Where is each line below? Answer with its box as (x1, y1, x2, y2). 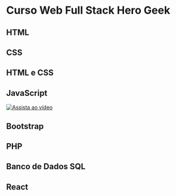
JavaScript (6, 88, 48, 98)
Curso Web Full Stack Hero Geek (6, 4, 171, 17)
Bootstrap (6, 121, 44, 131)
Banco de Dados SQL (6, 161, 86, 172)
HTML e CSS (6, 68, 54, 78)
